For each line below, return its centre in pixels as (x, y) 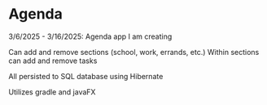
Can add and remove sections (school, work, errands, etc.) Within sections (134, 52)
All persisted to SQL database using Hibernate (86, 76)
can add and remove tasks (53, 61)
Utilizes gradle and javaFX (52, 92)
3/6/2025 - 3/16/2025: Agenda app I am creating (90, 36)
